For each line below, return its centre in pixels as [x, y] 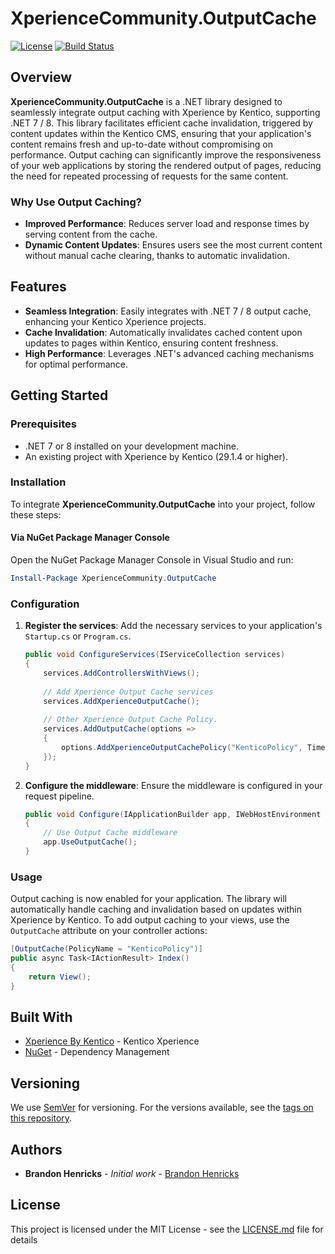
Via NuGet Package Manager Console [90, 538]
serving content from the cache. [91, 234]
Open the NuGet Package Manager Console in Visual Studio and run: [152, 560]
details [24, 1239]
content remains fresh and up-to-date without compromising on [141, 144]
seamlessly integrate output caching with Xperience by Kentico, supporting [165, 112]
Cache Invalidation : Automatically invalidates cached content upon [163, 332]
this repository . [41, 1118]
